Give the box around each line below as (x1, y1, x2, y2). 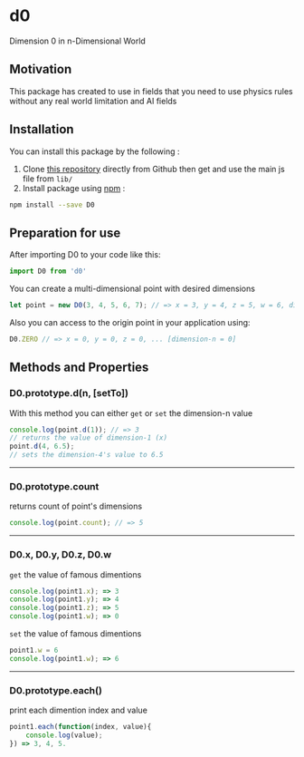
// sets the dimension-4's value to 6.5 (9, 451, 165, 460)
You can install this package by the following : (9, 146, 180, 157)
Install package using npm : (22, 182, 126, 193)
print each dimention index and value (9, 704, 147, 716)
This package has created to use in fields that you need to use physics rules (9, 85, 293, 96)
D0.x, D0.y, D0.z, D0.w (9, 548, 111, 561)
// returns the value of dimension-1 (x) (9, 433, 168, 442)
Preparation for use (9, 225, 121, 240)
